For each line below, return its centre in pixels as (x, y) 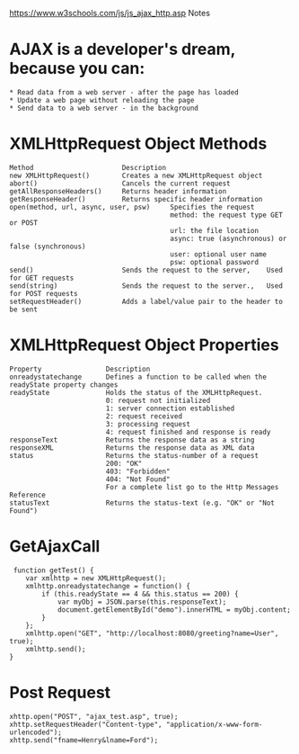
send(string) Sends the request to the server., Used (146, 286)
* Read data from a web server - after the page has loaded (124, 92)
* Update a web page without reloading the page (102, 100)
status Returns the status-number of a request (134, 455)
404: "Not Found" (138, 479)
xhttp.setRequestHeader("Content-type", (86, 724)
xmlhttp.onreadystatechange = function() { (108, 586)
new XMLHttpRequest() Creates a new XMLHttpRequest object (136, 175)
